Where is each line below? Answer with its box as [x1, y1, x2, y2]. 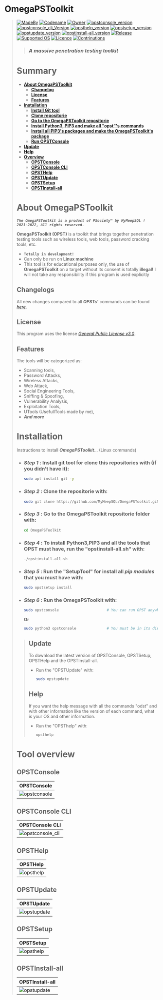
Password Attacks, [23, 373, 61, 378]
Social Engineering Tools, [23, 388, 75, 394]
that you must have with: [23, 574, 84, 581]
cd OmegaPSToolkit [23, 528, 61, 532]
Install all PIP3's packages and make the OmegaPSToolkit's [31, 128, 154, 134]
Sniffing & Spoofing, [23, 393, 64, 399]
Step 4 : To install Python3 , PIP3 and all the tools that [23, 539, 150, 546]
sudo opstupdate [36, 676, 69, 681]
